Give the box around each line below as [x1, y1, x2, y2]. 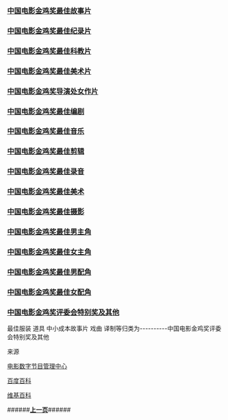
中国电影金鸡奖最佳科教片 [7, 46, 92, 55]
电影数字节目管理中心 [7, 362, 67, 371]
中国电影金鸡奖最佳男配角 [7, 267, 92, 277]
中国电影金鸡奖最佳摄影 [7, 207, 84, 217]
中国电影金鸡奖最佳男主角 [7, 227, 92, 237]
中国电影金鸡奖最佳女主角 [7, 247, 92, 256]
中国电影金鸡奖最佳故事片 [7, 5, 92, 15]
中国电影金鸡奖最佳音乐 [7, 127, 84, 136]
